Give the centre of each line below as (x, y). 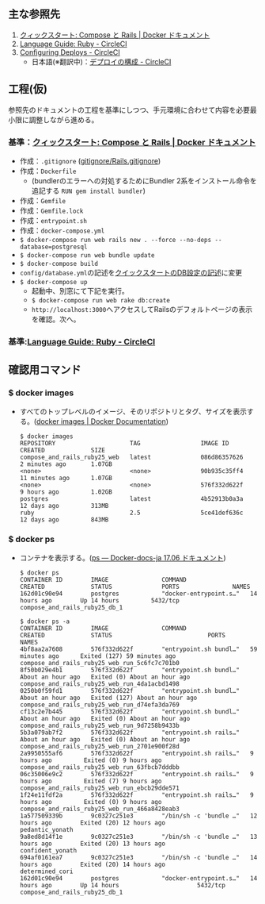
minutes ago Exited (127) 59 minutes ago (98, 656)
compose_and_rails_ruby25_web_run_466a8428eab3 (99, 809)
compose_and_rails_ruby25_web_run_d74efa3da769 (99, 705)
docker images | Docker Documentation (101, 421)
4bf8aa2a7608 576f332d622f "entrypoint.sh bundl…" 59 (138, 649)
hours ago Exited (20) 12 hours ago (93, 823)
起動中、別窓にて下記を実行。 (80, 290)
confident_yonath (48, 850)
